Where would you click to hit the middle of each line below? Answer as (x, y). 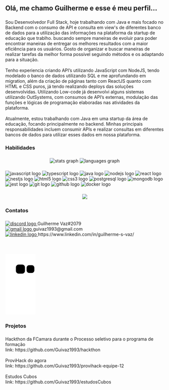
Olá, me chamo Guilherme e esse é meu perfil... (81, 8)
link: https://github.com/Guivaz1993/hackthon (53, 350)
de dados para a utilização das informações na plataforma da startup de (80, 33)
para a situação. (22, 60)
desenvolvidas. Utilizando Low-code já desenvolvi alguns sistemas (75, 92)
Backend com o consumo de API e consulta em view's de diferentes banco (83, 28)
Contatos (17, 210)
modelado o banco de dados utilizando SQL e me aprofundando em (76, 76)
